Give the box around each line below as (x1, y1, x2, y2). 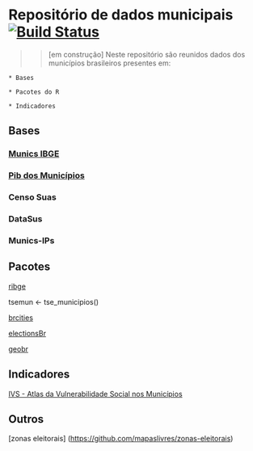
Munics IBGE (8, 148, 60, 159)
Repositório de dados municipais (8, 6, 234, 24)
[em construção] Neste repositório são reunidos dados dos (48, 49, 246, 59)
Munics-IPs (8, 234, 55, 246)
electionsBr (8, 328, 47, 338)
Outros (8, 412, 44, 426)
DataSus (8, 213, 43, 225)
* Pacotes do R (8, 87, 60, 96)
